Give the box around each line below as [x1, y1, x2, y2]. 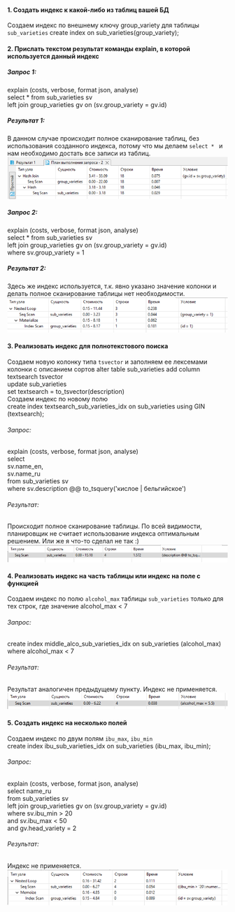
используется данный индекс [7, 52, 99, 60]
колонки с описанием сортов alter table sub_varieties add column [7, 365, 201, 373]
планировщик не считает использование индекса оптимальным [7, 529, 199, 538]
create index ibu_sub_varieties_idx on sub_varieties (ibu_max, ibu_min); [7, 741, 211, 750]
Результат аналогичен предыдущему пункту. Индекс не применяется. [7, 685, 218, 693]
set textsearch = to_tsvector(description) [7, 387, 124, 396]
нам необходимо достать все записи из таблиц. [7, 149, 151, 157]
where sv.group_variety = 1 [7, 248, 85, 257]
